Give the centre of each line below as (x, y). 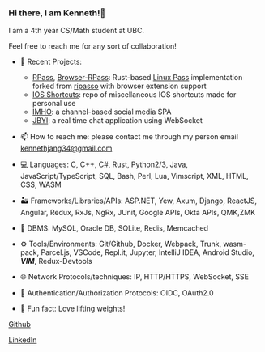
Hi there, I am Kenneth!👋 (57, 13)
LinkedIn (23, 340)
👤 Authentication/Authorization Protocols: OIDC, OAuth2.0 (117, 293)
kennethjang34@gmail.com (66, 148)
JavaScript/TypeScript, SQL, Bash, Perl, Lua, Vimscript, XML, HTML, (134, 176)
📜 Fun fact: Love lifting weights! (73, 309)
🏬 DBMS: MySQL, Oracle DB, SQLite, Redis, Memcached (114, 228)
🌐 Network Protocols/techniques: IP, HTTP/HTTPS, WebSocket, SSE (135, 277)
